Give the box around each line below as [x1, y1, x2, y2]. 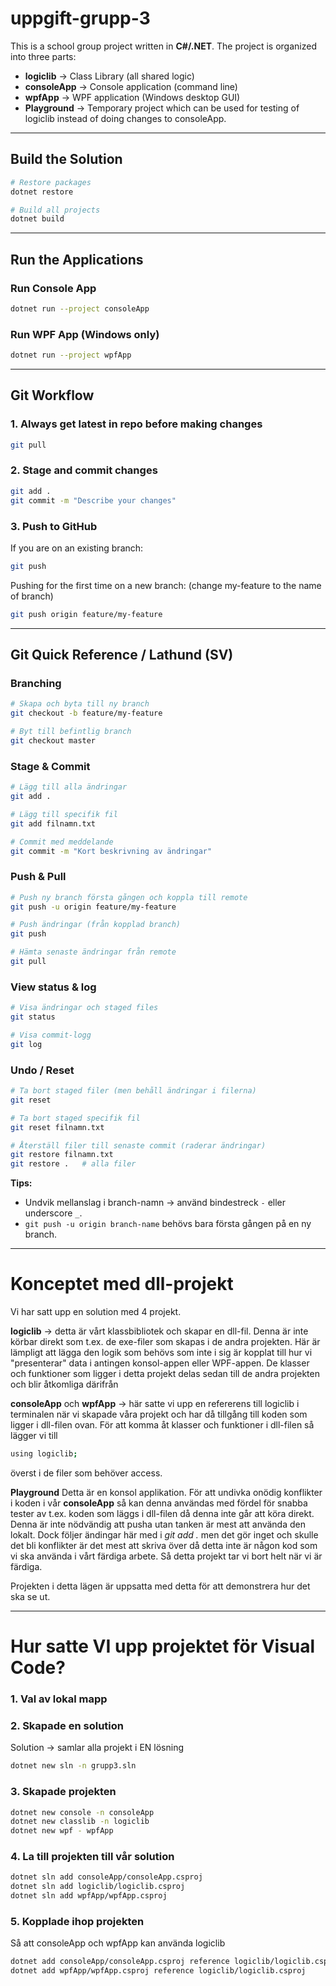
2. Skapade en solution [10, 1718, 124, 1732]
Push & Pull [10, 870, 67, 884]
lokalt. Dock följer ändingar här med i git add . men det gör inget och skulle [10, 1528, 319, 1541]
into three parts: [10, 50, 77, 62]
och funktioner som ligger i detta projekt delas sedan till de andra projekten [10, 1368, 320, 1380]
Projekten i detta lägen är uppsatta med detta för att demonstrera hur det [10, 1580, 311, 1592]
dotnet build [10, 214, 65, 224]
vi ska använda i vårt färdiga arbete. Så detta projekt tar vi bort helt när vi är [10, 1550, 323, 1562]
